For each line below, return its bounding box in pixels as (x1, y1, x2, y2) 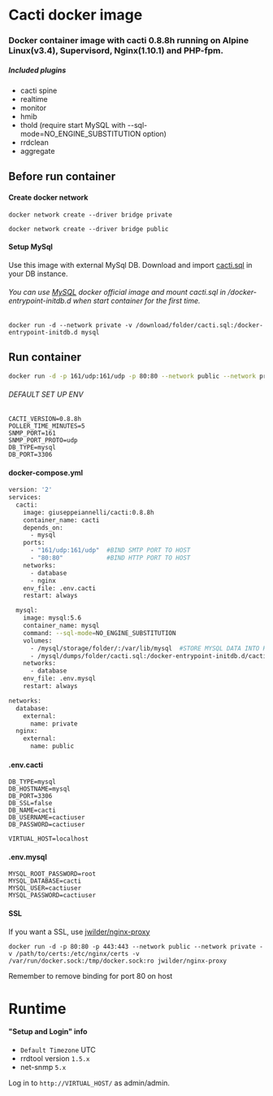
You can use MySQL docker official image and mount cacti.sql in (8, 287, 226, 297)
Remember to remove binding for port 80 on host (8, 971, 173, 980)
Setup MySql (8, 242, 53, 252)
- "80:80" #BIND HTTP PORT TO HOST (29, 554, 191, 563)
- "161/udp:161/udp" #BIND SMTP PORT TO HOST (29, 546, 191, 555)
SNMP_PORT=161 (8, 429, 57, 437)
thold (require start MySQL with (19, 121, 126, 130)
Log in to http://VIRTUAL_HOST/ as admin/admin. (8, 1078, 171, 1088)
